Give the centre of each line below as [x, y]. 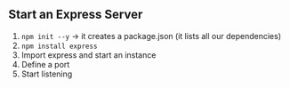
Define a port [45, 64]
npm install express [59, 46]
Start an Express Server [76, 15]
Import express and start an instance [89, 55]
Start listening [47, 74]
